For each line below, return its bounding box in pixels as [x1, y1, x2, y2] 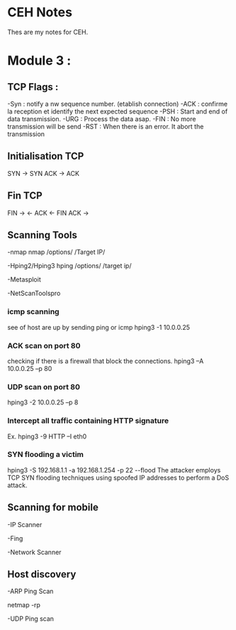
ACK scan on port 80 [7, 341, 81, 350]
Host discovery [7, 568, 77, 580]
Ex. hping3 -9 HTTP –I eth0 [7, 432, 87, 441]
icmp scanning [7, 306, 60, 316]
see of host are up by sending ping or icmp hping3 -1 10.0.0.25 [7, 323, 190, 331]
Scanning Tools [7, 228, 78, 241]
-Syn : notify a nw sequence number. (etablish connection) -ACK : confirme [7, 99, 228, 108]
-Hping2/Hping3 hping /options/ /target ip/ [7, 262, 132, 270]
